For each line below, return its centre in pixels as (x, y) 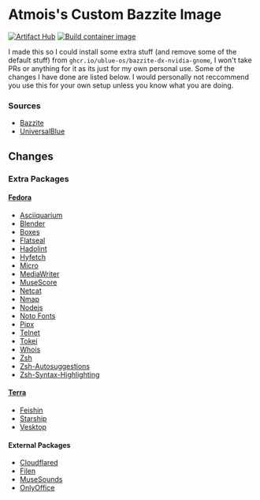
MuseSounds (41, 479)
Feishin (31, 410)
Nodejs (31, 307)
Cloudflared (39, 463)
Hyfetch (32, 257)
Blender (32, 224)
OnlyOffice (37, 488)
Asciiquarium (41, 215)
